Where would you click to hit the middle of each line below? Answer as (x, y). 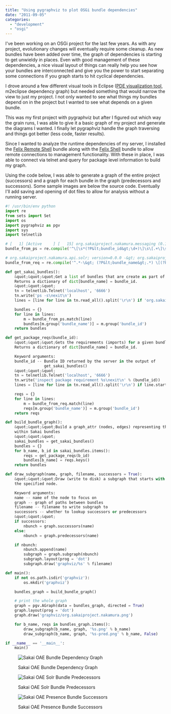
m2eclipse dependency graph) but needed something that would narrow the (85, 91)
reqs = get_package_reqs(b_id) (57, 456)
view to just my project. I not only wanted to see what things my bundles (81, 97)
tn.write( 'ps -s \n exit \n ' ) (43, 296)
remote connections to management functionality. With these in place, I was (85, 155)
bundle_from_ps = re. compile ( (37, 249)
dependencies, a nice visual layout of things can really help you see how (81, 65)
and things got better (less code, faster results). (55, 134)
